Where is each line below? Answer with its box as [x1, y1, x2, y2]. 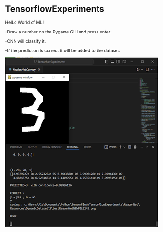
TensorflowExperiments [5, 3, 104, 15]
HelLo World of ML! [5, 19, 44, 25]
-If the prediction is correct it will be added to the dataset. [5, 48, 120, 53]
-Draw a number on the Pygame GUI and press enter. [5, 29, 112, 34]
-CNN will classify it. [5, 38, 46, 44]
